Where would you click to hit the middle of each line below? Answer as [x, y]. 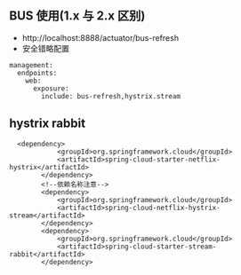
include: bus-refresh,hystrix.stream [111, 96]
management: [31, 65]
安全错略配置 [45, 48]
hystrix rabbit [48, 124]
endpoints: [37, 73]
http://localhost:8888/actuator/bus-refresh [100, 37]
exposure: [51, 88]
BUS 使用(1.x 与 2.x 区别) [77, 16]
